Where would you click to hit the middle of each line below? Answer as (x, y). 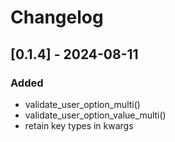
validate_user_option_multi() (82, 104)
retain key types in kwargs (79, 125)
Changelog (57, 17)
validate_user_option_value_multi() (95, 115)
